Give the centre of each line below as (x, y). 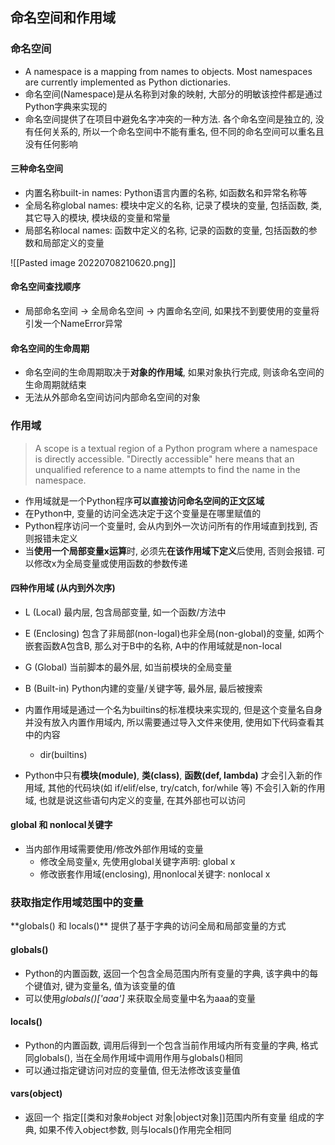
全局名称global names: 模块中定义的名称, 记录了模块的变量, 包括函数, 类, (173, 205)
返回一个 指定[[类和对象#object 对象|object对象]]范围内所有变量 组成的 (170, 1117)
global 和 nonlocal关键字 (61, 825)
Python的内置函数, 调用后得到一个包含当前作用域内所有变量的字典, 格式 (171, 1045)
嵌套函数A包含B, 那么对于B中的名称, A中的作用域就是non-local (153, 645)
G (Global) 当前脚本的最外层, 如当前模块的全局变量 (128, 667)
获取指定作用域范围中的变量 (77, 902)
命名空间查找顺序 (45, 287)
